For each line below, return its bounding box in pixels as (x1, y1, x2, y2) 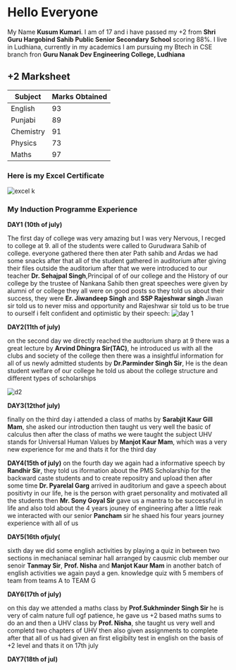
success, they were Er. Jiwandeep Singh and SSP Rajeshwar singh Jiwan (7, 294, 223, 302)
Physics (11, 138, 37, 148)
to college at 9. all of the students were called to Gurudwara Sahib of (7, 242, 207, 250)
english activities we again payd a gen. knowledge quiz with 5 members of (7, 569, 224, 577)
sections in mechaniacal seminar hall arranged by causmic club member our (7, 554, 229, 563)
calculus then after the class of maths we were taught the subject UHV (7, 430, 213, 439)
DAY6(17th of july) (7, 590, 62, 599)
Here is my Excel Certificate (7, 170, 104, 180)
